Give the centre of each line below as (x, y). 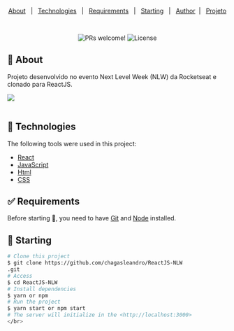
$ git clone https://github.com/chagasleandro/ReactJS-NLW (95, 263)
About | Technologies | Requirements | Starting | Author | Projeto (117, 11)
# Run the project (34, 302)
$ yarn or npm (28, 295)
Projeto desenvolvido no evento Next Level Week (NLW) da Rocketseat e (112, 76)
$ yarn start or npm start (46, 309)
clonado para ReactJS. (40, 84)
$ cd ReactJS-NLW (32, 282)
